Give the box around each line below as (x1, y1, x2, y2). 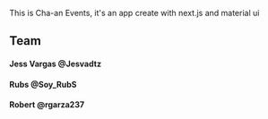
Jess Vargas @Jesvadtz (9, 58, 101, 69)
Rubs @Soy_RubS (9, 79, 77, 89)
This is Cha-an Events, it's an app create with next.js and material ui (9, 8, 260, 18)
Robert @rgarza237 (9, 99, 85, 110)
